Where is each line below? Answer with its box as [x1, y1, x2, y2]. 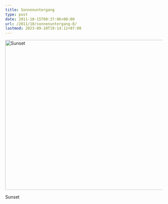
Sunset [5, 194, 20, 200]
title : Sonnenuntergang [5, 7, 55, 12]
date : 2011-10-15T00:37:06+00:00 [5, 16, 75, 21]
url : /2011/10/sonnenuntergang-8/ [5, 21, 77, 26]
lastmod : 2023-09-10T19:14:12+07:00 [5, 26, 81, 31]
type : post [5, 12, 28, 17]
